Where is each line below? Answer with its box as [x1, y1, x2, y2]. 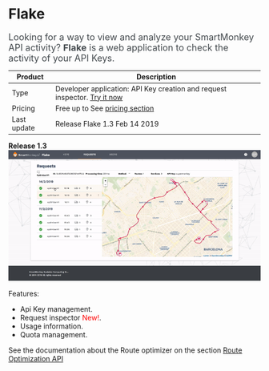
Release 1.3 [8, 141, 47, 151]
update [11, 123, 35, 133]
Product [16, 72, 44, 82]
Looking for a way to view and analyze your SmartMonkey [8, 31, 255, 42]
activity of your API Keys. [8, 52, 115, 64]
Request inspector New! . [19, 313, 102, 322]
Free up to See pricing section [54, 103, 155, 113]
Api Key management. [19, 304, 94, 313]
